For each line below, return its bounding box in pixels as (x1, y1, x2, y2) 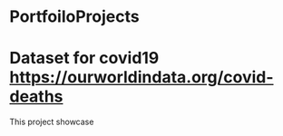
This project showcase (9, 116, 94, 128)
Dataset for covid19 (9, 48, 160, 69)
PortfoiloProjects (9, 6, 140, 27)
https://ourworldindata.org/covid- (9, 67, 274, 88)
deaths (9, 86, 63, 107)
